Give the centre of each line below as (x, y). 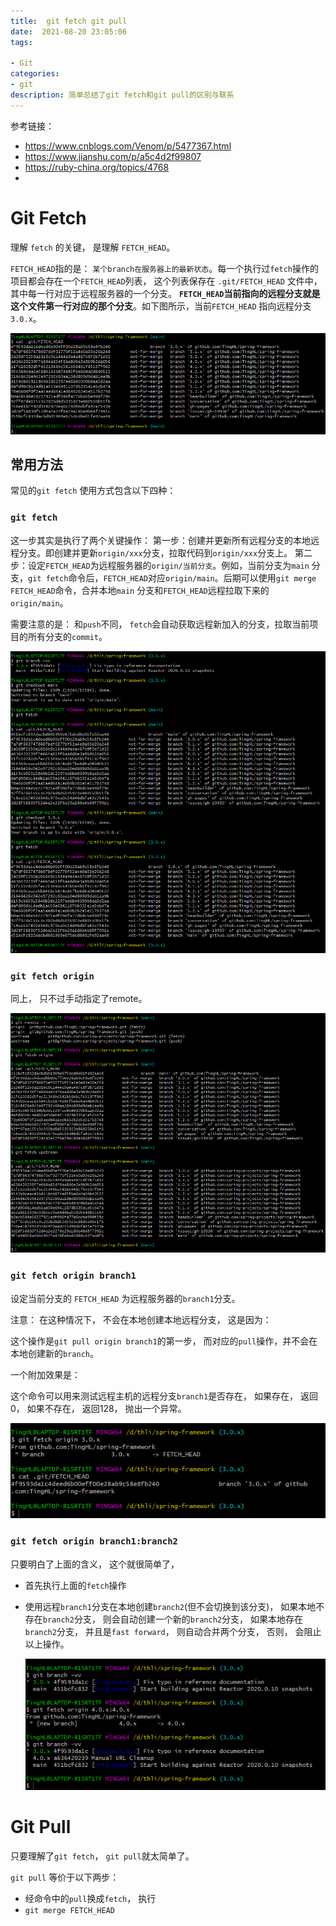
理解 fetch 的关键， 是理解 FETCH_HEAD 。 (93, 247)
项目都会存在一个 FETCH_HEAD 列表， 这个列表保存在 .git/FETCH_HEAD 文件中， (166, 281)
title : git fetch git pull (69, 21)
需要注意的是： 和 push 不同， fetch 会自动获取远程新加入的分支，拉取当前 (160, 624)
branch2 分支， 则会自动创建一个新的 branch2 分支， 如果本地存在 (172, 1619)
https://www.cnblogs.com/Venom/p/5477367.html (128, 146)
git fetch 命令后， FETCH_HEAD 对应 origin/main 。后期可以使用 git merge (172, 577)
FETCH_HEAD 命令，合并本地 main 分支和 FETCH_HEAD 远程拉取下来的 (140, 590)
